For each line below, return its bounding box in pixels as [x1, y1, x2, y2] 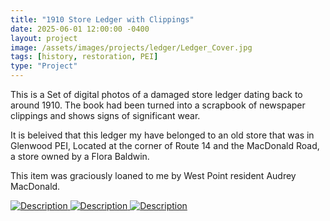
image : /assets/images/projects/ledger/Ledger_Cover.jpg [10, 42, 253, 53]
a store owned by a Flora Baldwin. [10, 151, 150, 162]
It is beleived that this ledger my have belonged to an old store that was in [10, 129, 315, 141]
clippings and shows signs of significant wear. [10, 110, 201, 121]
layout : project [10, 33, 78, 43]
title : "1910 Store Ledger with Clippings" [10, 14, 195, 25]
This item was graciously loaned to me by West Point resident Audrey [10, 170, 297, 181]
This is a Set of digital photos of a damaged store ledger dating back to [10, 89, 303, 100]
